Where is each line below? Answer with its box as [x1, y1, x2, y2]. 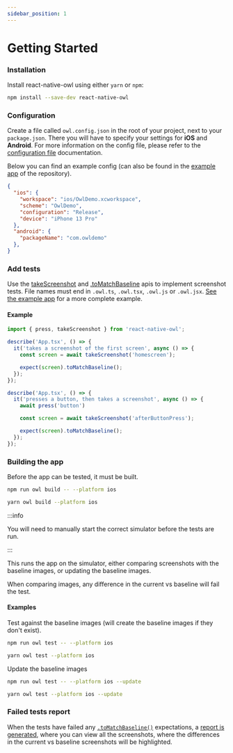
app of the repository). [7, 170, 72, 178]
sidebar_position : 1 [7, 10, 67, 17]
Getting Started [7, 40, 99, 56]
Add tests [7, 264, 41, 273]
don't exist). [7, 626, 42, 634]
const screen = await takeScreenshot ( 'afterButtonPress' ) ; [19, 415, 195, 422]
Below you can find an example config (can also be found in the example [7, 162, 216, 170]
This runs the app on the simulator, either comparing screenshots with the [7, 559, 219, 567]
